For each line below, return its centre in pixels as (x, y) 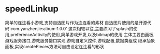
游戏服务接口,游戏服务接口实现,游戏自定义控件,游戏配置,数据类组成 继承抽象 (80, 40)
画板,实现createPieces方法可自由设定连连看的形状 (55, 46)
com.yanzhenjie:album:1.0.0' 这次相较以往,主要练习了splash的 (72, 28)
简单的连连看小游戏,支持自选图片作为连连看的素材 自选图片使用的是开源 (76, 22)
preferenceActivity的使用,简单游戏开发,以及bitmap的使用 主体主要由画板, (82, 34)
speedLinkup (32, 9)
